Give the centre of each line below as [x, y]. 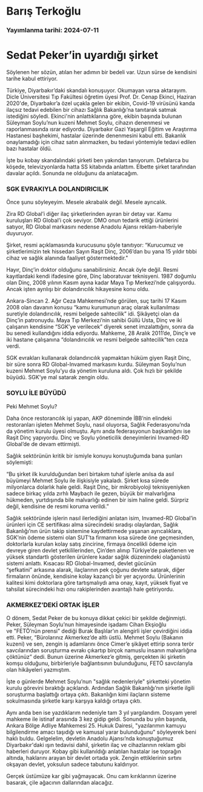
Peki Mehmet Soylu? [32, 406]
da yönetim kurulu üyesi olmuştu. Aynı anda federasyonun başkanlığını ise [98, 431]
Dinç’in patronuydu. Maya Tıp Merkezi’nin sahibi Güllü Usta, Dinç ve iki [94, 320]
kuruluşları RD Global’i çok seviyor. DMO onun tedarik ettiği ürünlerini [92, 221]
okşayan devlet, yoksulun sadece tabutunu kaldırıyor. [73, 764]
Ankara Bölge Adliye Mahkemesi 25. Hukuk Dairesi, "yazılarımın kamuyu [96, 725]
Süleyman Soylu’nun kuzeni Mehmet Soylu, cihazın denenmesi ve [88, 123]
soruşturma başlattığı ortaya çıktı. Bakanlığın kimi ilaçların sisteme [88, 694]
